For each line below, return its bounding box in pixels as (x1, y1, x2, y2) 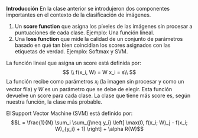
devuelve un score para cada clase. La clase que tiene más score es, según (6, 92, 191, 99)
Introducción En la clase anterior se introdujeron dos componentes (6, 5, 170, 12)
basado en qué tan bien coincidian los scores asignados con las (14, 41, 171, 49)
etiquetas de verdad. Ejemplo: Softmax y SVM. (14, 48, 128, 55)
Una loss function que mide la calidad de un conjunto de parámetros (14, 36, 183, 42)
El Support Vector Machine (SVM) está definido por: (6, 110, 133, 117)
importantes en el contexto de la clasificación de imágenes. (6, 11, 151, 18)
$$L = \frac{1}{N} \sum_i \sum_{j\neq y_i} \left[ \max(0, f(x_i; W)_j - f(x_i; (11, 118, 188, 126)
